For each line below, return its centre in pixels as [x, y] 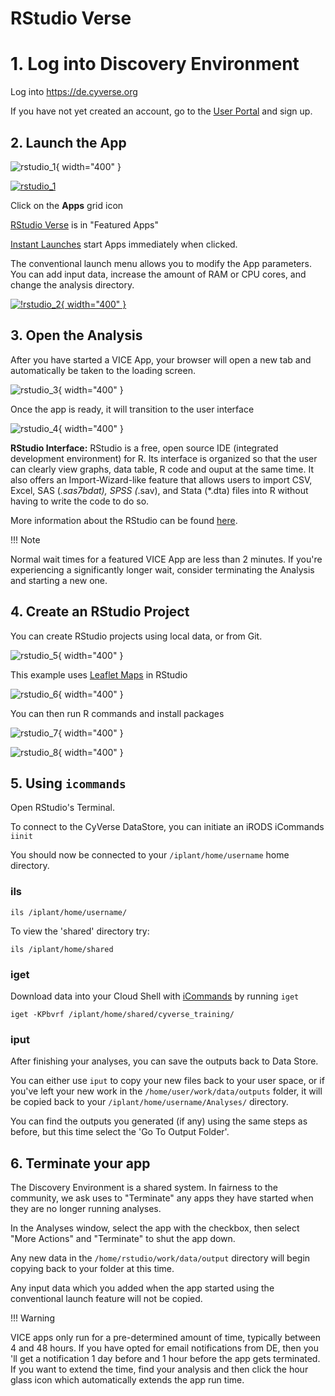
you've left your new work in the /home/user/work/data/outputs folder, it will [166, 1091]
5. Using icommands [68, 783]
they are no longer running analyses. [86, 1209]
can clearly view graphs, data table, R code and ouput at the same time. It [162, 469]
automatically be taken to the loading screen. [103, 370]
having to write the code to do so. [80, 501]
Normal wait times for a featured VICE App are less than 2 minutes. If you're [166, 559]
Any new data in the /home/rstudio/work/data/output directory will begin [160, 1258]
